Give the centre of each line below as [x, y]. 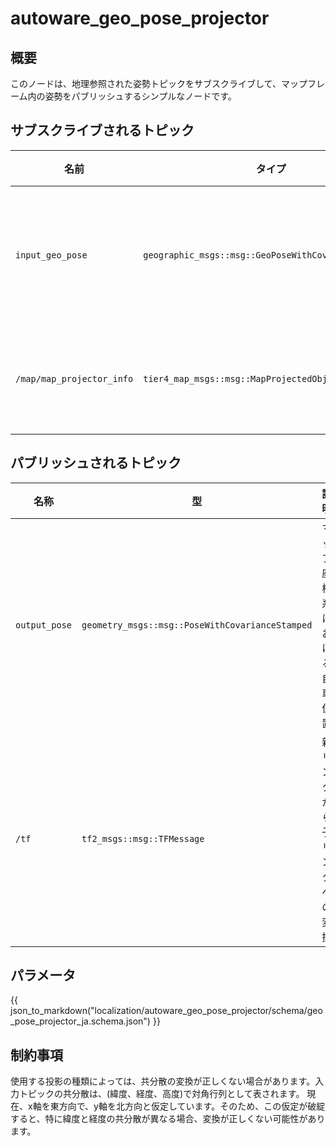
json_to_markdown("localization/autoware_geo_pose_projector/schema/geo [166, 1011]
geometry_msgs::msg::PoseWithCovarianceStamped [197, 625]
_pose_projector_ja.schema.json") [80, 1021]
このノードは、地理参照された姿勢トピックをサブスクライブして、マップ [159, 83]
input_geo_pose [51, 255]
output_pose [44, 625]
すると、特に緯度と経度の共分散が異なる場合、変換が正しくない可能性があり [168, 1119]
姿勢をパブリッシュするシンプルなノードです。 [140, 96]
